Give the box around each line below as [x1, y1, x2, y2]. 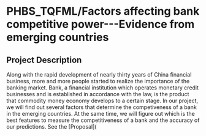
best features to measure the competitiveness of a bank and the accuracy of [6, 116, 200, 124]
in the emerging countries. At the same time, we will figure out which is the [6, 110, 195, 117]
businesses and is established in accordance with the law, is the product [6, 91, 189, 97]
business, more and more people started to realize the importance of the [6, 78, 190, 85]
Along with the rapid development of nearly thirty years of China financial [6, 71, 192, 78]
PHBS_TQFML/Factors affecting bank [6, 4, 200, 18]
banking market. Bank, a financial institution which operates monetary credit [6, 84, 199, 91]
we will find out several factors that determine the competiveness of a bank [6, 104, 197, 111]
